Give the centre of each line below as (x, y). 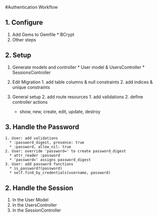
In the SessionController (37, 210)
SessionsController (31, 72)
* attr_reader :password (35, 156)
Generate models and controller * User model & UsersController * (78, 67)
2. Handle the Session (39, 188)
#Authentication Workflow (31, 7)
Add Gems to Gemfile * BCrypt (43, 35)
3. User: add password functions (39, 164)
